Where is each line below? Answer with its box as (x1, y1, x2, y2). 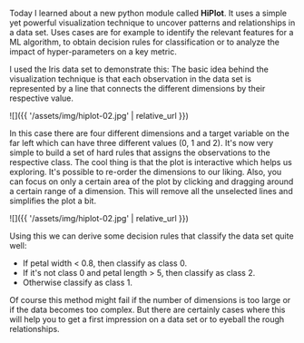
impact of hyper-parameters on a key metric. (9, 46, 177, 57)
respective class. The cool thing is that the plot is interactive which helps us (9, 157, 292, 167)
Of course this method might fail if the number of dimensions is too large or (9, 295, 291, 305)
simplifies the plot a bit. (9, 195, 97, 206)
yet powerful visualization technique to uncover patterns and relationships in (9, 17, 296, 28)
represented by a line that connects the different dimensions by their (9, 83, 266, 93)
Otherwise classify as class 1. (22, 277, 133, 288)
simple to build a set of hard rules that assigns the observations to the (9, 147, 270, 158)
